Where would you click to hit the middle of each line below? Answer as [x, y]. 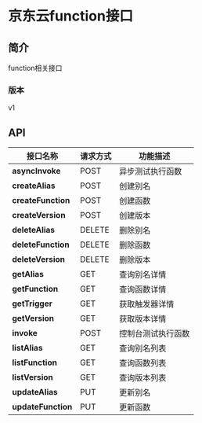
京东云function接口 [70, 16]
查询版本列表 [142, 378]
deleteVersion [38, 259]
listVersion [32, 377]
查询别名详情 [142, 274]
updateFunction [42, 407]
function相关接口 [35, 68]
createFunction [41, 200]
